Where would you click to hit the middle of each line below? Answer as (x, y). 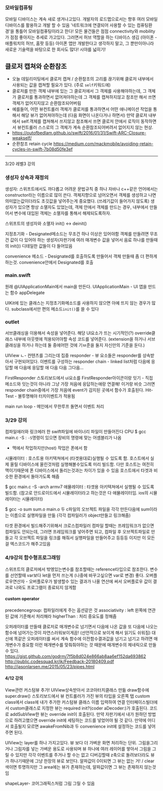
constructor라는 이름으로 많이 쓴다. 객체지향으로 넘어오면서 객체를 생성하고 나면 (81, 195)
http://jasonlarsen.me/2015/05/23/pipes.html (50, 666)
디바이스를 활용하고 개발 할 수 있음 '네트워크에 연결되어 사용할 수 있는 (70, 25)
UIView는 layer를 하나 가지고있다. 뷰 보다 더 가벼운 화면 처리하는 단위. (71, 743)
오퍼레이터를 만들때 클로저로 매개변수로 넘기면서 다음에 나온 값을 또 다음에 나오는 (81, 626)
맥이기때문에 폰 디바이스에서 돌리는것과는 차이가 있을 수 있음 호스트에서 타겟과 (79, 470)
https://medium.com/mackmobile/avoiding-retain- (103, 144)
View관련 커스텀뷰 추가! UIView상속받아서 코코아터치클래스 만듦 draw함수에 (77, 690)
